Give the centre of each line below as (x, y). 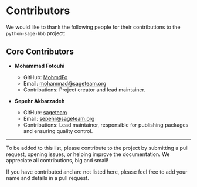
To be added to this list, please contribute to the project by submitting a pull (97, 148)
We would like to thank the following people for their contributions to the (93, 27)
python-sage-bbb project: (36, 33)
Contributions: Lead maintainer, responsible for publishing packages (106, 125)
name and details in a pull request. (47, 178)
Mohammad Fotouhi (40, 66)
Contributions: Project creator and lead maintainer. (84, 90)
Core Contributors (40, 52)
